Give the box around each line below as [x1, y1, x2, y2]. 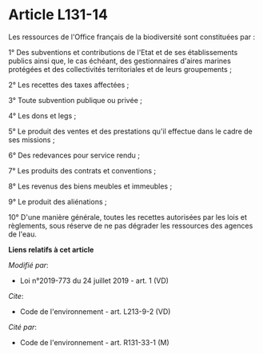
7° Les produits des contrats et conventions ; [8, 165, 157, 175]
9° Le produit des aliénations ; [8, 197, 107, 206]
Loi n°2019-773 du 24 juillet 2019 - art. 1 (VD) [19, 276, 169, 285]
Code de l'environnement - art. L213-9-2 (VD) [19, 306, 171, 316]
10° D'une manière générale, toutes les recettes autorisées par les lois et [8, 212, 248, 221]
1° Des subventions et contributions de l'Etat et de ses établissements [8, 47, 238, 57]
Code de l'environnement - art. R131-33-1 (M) [19, 337, 169, 347]
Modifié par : [8, 260, 50, 269]
